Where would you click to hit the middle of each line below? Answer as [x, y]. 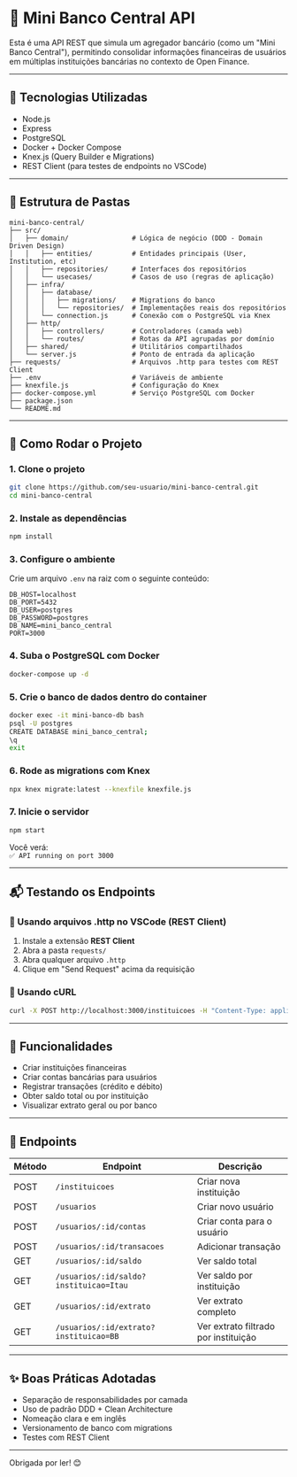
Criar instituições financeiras [74, 1068]
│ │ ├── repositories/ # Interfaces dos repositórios [128, 269]
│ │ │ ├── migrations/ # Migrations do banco [112, 300]
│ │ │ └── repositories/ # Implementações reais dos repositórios [148, 308]
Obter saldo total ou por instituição [85, 1096]
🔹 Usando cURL [43, 993]
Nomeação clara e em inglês [74, 1418]
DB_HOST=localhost [43, 595]
